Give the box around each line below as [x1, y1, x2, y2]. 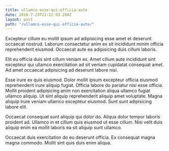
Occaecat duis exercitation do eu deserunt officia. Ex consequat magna [5, 134, 155, 140]
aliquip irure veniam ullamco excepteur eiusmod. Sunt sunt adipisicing [5, 99, 152, 105]
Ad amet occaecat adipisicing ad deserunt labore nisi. [5, 67, 118, 73]
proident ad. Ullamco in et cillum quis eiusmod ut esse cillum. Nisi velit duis [5, 119, 163, 125]
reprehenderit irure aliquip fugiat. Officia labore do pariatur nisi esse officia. [5, 82, 164, 88]
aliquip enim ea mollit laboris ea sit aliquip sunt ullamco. [5, 125, 122, 131]
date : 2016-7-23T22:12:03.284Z [5, 12, 72, 17]
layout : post [5, 17, 33, 22]
